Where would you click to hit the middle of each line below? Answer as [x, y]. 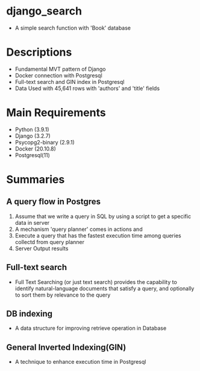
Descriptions [39, 52]
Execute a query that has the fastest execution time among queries [98, 235]
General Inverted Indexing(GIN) [66, 347]
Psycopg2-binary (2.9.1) [45, 142]
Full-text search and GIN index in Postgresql [70, 82]
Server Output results [42, 248]
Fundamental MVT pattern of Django [60, 69]
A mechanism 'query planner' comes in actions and [79, 229]
